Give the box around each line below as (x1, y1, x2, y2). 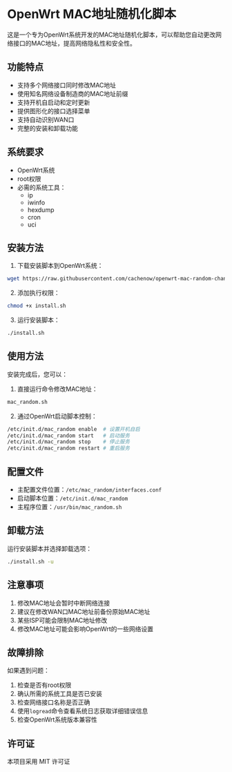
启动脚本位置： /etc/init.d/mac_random (17, 494, 128, 502)
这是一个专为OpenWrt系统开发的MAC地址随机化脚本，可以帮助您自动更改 (7, 30, 216, 39)
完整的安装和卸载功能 (17, 124, 78, 132)
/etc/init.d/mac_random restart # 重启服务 (7, 445, 130, 452)
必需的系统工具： (17, 183, 66, 191)
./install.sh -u (7, 558, 54, 565)
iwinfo (27, 198, 46, 206)
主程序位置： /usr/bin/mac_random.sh (17, 503, 122, 511)
